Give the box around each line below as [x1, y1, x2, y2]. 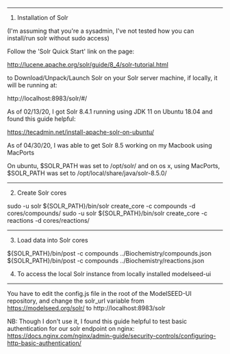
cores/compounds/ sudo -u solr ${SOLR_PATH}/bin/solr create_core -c [7, 209, 207, 217]
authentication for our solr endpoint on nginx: [7, 325, 135, 332]
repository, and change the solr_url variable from [7, 297, 145, 305]
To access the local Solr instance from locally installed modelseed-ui [16, 270, 212, 277]
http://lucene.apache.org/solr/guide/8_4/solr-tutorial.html [7, 61, 169, 68]
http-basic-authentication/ [7, 339, 82, 347]
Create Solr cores [16, 189, 67, 197]
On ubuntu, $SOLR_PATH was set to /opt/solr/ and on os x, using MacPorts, [7, 162, 220, 169]
